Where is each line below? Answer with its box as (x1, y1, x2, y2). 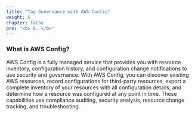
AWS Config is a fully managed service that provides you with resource (6, 58, 181, 65)
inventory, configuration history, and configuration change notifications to (6, 65, 188, 72)
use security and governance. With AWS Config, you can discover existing (6, 71, 189, 78)
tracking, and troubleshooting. (6, 102, 81, 110)
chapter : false (6, 20, 44, 26)
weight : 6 (6, 14, 31, 20)
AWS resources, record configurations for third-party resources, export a (6, 77, 186, 84)
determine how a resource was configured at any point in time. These (6, 90, 177, 97)
